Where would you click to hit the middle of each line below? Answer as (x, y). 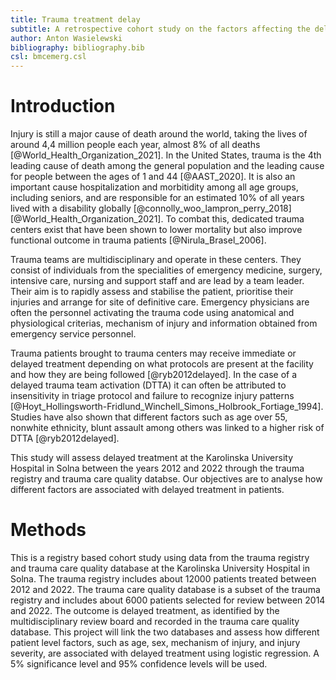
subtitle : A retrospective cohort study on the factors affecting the (160, 29)
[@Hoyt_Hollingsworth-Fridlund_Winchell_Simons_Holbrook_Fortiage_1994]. (167, 407)
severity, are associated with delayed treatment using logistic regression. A (165, 653)
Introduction (63, 106)
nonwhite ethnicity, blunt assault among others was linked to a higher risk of (167, 428)
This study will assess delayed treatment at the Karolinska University (152, 458)
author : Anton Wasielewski (66, 38)
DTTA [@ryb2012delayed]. (65, 438)
